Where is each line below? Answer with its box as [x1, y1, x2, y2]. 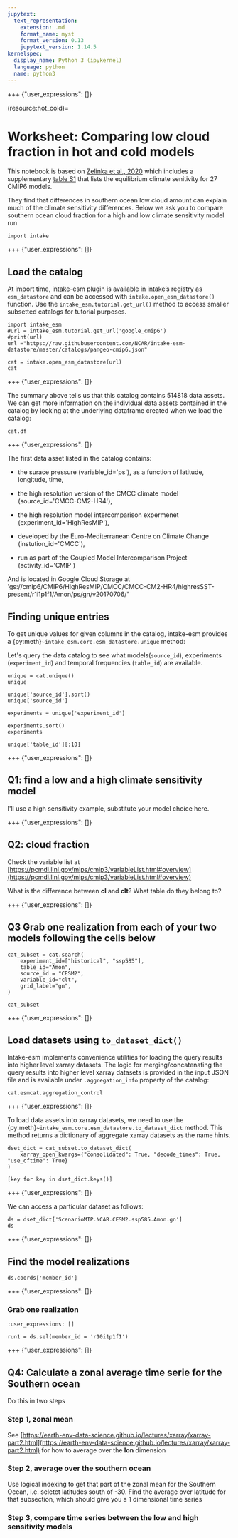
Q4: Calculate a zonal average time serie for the [7, 1366, 222, 1378]
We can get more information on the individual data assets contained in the [7, 399, 227, 407]
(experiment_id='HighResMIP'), [17, 518, 110, 527]
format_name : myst [20, 30, 75, 38]
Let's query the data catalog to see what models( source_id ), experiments [7, 651, 222, 660]
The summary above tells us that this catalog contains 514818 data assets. [7, 391, 225, 400]
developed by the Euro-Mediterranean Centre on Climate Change [17, 532, 210, 540]
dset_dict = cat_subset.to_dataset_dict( [7, 1145, 132, 1152]
